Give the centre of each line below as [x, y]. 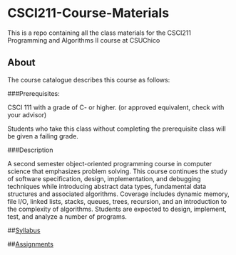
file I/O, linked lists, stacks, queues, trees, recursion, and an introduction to [117, 201]
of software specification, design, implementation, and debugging [104, 178]
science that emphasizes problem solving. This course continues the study [117, 171]
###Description [30, 150]
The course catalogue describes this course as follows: [89, 80]
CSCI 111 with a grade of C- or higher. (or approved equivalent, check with [116, 107]
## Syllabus [24, 230]
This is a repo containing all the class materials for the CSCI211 [99, 33]
